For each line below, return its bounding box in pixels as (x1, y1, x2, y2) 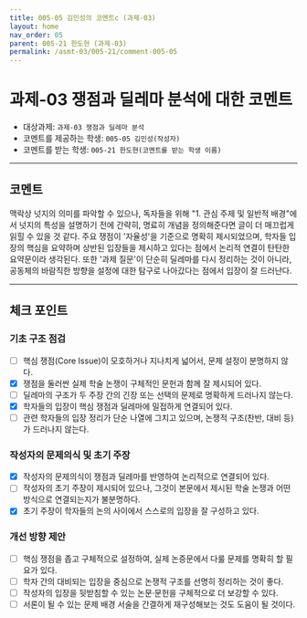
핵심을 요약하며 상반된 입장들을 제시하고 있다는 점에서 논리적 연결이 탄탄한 (26, 242, 291, 253)
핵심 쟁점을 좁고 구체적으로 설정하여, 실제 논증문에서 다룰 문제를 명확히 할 (22, 553, 284, 564)
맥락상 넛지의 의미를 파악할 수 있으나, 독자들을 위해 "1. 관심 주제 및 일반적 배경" (9, 207, 291, 219)
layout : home (9, 22, 59, 31)
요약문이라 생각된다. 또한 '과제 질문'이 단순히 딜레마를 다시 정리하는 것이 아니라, (9, 253, 292, 265)
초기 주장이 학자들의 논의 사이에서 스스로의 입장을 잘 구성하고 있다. (22, 506, 259, 517)
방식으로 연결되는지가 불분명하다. (22, 494, 141, 505)
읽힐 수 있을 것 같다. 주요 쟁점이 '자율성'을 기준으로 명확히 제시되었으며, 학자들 (9, 230, 287, 242)
